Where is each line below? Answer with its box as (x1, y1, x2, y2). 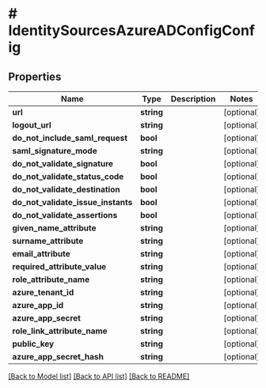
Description (170, 93, 216, 104)
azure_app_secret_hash (12, 352, 104, 362)
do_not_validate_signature (12, 158, 113, 169)
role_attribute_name (12, 274, 89, 285)
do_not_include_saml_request (12, 132, 128, 143)
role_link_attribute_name (12, 325, 108, 337)
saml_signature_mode (12, 146, 97, 156)
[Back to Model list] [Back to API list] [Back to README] (8, 371, 190, 381)
